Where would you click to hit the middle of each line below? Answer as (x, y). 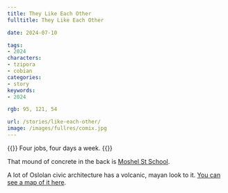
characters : (24, 58)
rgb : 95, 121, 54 (32, 109)
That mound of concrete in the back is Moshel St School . (89, 161)
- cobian (20, 71)
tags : (15, 45)
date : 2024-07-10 (32, 33)
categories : (24, 77)
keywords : (22, 90)
